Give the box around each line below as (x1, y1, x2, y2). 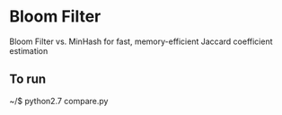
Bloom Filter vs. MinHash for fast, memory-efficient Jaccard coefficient (9, 36, 273, 47)
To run (9, 72, 47, 87)
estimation (9, 45, 48, 56)
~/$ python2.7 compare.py (9, 95, 109, 106)
